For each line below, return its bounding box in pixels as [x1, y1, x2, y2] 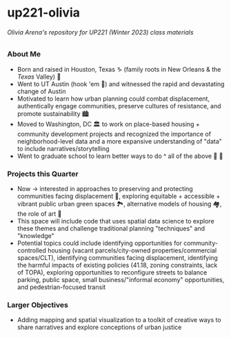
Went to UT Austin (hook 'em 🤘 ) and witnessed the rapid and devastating [17, 79, 225, 88]
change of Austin [17, 87, 66, 95]
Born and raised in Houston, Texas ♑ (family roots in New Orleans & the [17, 65, 221, 73]
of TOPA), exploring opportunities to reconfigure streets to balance [17, 268, 208, 277]
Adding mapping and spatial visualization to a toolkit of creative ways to [17, 316, 222, 324]
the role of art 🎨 [17, 210, 62, 218]
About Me [7, 50, 41, 59]
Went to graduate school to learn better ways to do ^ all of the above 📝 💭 [17, 152, 223, 160]
